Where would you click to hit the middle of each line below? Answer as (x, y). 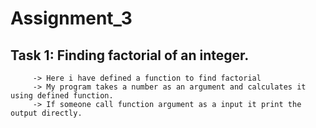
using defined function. (62, 96)
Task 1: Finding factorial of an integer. (130, 55)
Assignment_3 (71, 18)
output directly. (46, 113)
